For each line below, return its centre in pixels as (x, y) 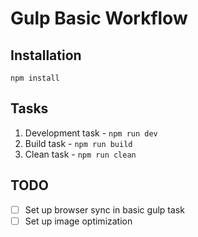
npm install (35, 78)
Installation (46, 55)
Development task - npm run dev (91, 133)
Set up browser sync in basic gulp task (104, 209)
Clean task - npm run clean (80, 154)
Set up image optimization (78, 221)
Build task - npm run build (78, 143)
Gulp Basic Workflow (99, 18)
